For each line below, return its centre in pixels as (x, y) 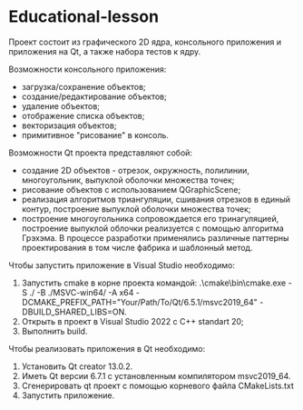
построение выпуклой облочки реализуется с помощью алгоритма (153, 228)
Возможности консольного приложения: (88, 69)
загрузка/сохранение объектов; (83, 86)
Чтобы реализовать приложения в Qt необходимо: (107, 348)
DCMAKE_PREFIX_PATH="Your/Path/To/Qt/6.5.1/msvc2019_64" (139, 302)
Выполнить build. (54, 331)
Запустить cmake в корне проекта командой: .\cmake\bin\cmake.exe (154, 283)
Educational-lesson (84, 17)
